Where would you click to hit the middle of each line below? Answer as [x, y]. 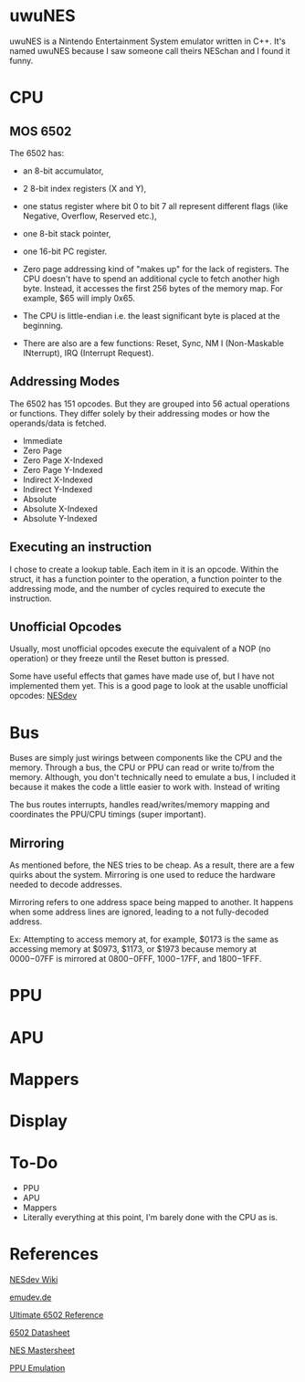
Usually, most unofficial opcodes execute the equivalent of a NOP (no [140, 649]
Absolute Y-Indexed [60, 518]
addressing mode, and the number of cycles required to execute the [137, 588]
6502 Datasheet [40, 1332]
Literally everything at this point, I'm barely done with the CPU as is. [150, 1217]
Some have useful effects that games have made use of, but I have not [142, 676]
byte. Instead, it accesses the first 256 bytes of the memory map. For [152, 288]
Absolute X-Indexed [60, 509]
